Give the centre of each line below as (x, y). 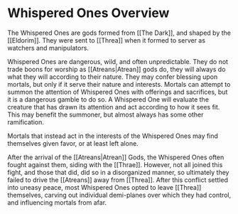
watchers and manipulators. (48, 48)
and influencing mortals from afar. (57, 202)
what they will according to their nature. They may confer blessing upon (113, 77)
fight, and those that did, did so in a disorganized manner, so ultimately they (118, 172)
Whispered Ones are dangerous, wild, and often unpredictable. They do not (118, 61)
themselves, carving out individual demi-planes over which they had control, (119, 195)
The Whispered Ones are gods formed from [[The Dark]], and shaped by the (119, 33)
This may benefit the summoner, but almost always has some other (106, 114)
